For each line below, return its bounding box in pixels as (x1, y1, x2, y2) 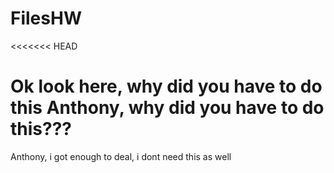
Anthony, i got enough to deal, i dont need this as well (10, 150, 232, 162)
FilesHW (10, 7, 82, 30)
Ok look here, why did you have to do (10, 75, 323, 98)
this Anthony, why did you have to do (10, 97, 325, 119)
